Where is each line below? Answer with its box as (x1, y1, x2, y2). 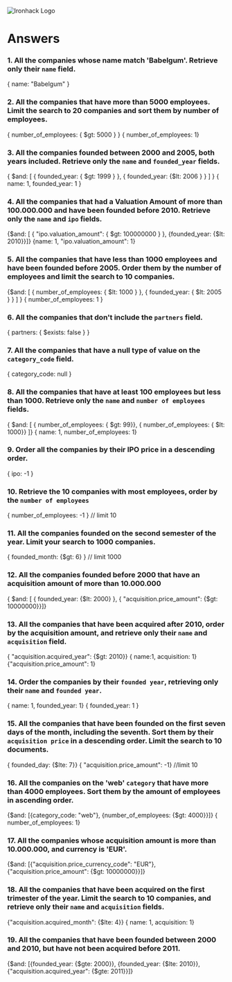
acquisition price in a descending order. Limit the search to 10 (7, 736, 222, 746)
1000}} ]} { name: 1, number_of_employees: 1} (7, 427, 137, 436)
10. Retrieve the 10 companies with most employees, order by (7, 486, 218, 496)
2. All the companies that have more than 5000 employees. (7, 97, 211, 107)
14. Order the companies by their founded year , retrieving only (7, 677, 219, 687)
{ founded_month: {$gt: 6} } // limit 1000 (7, 553, 122, 561)
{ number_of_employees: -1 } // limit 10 (7, 511, 117, 519)
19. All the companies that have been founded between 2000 (7, 935, 217, 945)
